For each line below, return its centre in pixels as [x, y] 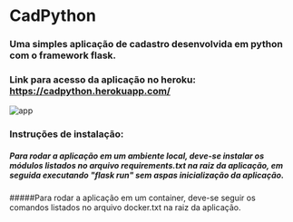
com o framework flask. [63, 55]
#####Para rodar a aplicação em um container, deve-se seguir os [132, 198]
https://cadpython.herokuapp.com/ [90, 92]
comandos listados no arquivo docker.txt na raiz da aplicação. [125, 208]
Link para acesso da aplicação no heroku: [103, 80]
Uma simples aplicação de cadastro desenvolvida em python [146, 44]
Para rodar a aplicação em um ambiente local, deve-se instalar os [137, 156]
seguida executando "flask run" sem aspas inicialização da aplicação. [146, 175]
